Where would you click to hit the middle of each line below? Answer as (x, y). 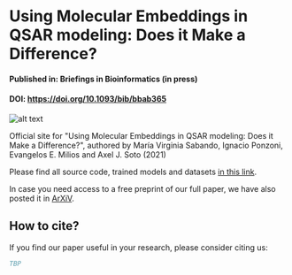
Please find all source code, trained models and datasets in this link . (133, 172)
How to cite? (44, 226)
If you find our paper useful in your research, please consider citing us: (138, 247)
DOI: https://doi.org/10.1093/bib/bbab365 (88, 99)
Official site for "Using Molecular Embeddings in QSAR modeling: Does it (142, 135)
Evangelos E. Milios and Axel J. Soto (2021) (88, 154)
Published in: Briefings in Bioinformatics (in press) (104, 79)
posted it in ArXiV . (42, 198)
